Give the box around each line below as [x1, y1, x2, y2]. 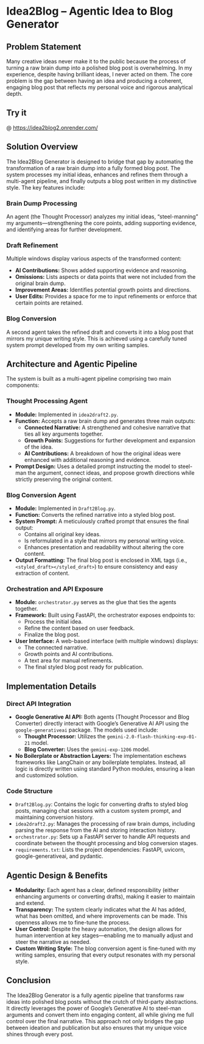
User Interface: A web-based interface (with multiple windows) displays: [15, 638, 199, 645]
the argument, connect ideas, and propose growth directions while [27, 469, 195, 477]
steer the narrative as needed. [15, 938, 91, 946]
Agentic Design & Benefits [6, 870, 108, 880]
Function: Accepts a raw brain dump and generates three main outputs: [15, 417, 196, 425]
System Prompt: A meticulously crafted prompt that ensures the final [15, 517, 189, 525]
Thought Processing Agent [6, 397, 88, 405]
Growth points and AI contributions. [24, 650, 114, 658]
